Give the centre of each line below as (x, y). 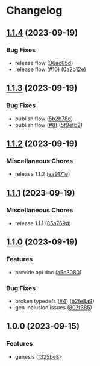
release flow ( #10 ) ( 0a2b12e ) (50, 69)
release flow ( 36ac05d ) (44, 63)
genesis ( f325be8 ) (38, 356)
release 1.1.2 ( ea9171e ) (42, 174)
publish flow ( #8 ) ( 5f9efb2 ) (49, 125)
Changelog (34, 11)
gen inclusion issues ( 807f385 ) (53, 307)
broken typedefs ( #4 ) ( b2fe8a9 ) (55, 301)
